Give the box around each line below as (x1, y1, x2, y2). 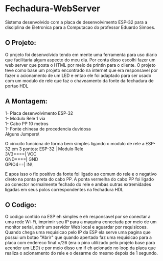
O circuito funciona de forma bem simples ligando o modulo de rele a (5, 140, 145, 146)
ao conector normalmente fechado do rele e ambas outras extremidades (5, 181, 152, 187)
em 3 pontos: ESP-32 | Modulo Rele (11, 146, 84, 152)
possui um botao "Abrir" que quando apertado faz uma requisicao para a (5, 235, 152, 240)
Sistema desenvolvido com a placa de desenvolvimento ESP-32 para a (5, 19, 148, 25)
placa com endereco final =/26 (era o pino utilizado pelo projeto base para (5, 240, 155, 246)
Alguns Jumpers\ (5, 131, 40, 137)
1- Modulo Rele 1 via (5, 115, 46, 121)
